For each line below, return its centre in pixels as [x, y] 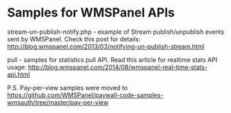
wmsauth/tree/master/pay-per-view [58, 102]
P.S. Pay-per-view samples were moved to [68, 88]
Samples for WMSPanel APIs [91, 13]
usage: [17, 67]
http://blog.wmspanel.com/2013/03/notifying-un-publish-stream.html [106, 46]
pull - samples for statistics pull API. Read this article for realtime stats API [112, 59]
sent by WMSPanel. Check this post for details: [74, 39]
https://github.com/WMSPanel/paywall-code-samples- [85, 95]
